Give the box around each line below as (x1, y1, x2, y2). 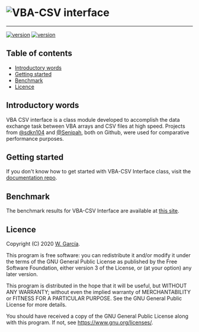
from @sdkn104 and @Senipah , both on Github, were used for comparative (6, 128, 190, 136)
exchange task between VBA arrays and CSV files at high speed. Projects (6, 122, 185, 129)
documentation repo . (6, 174, 57, 181)
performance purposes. (6, 135, 64, 142)
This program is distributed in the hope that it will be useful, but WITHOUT (6, 282, 187, 289)
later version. (6, 271, 38, 277)
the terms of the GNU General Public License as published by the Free (6, 258, 178, 265)
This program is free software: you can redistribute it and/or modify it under (6, 252, 191, 258)
